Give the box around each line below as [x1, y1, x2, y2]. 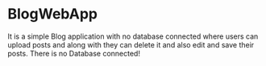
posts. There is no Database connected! [7, 48, 140, 58]
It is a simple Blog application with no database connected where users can [7, 31, 259, 41]
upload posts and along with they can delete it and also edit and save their [7, 39, 255, 49]
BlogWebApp [7, 5, 98, 23]
